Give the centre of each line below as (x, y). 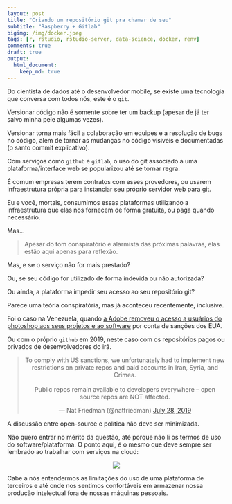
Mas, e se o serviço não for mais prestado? (69, 264)
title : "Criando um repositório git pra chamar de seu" (89, 20)
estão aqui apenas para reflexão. (71, 251)
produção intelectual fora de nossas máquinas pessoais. (88, 493)
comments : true (29, 46)
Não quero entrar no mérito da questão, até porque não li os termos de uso (114, 437)
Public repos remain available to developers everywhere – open (125, 389)
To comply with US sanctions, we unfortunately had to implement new (125, 360)
